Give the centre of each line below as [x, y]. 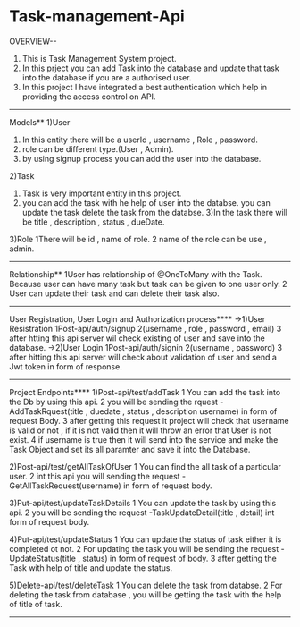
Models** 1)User [40, 122]
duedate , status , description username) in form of [183, 411]
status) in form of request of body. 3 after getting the [179, 558]
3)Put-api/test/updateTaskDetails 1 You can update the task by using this [143, 503]
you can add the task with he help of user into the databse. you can [146, 202]
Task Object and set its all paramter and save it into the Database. [130, 449]
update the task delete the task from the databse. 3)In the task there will [155, 212]
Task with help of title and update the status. [91, 568]
